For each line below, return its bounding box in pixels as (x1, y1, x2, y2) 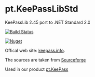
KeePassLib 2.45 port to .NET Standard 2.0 (5, 19, 91, 25)
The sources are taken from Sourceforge (5, 57, 86, 62)
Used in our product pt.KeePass (5, 66, 68, 72)
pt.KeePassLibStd (5, 3, 79, 15)
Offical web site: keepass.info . (5, 47, 65, 53)
